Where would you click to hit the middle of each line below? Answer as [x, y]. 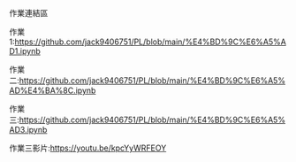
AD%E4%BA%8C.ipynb [53, 90]
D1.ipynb [25, 51]
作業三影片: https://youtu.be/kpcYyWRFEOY [88, 148]
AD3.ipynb [28, 130]
